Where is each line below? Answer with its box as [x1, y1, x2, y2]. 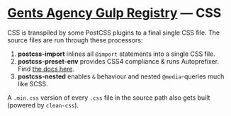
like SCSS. [17, 79, 48, 88]
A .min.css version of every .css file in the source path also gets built [7, 93, 210, 102]
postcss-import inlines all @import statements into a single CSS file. [17, 50, 216, 58]
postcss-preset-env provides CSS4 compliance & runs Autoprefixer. [17, 57, 220, 65]
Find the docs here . [17, 64, 75, 73]
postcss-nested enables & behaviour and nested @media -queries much [17, 72, 225, 81]
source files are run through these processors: [7, 35, 143, 44]
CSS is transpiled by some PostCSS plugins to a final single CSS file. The [7, 28, 220, 37]
